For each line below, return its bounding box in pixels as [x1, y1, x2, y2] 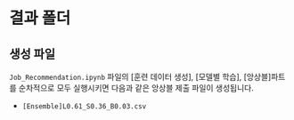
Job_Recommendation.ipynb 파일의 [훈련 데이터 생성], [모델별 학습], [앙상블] [9, 72, 272, 82]
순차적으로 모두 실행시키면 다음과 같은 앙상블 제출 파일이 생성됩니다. [18, 83, 254, 93]
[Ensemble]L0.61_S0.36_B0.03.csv [21, 102, 147, 111]
